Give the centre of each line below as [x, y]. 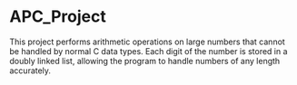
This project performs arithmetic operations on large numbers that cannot [148, 42]
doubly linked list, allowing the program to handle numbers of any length [145, 61]
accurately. [30, 71]
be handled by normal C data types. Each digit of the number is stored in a [148, 51]
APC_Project [58, 17]
